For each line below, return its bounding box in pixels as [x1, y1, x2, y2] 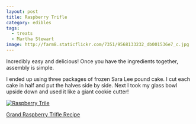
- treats [11, 31, 33, 37]
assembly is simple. [6, 64, 54, 71]
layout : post [6, 8, 38, 15]
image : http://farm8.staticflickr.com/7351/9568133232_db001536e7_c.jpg [6, 42, 189, 48]
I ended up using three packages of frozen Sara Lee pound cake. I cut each [6, 75, 191, 83]
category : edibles [6, 19, 52, 25]
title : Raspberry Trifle [6, 14, 68, 20]
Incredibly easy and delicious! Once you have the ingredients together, [6, 57, 179, 65]
